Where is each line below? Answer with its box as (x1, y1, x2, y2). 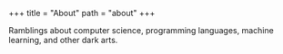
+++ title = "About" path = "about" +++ (8, 8, 156, 18)
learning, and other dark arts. (8, 35, 118, 45)
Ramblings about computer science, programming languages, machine (8, 25, 274, 35)
